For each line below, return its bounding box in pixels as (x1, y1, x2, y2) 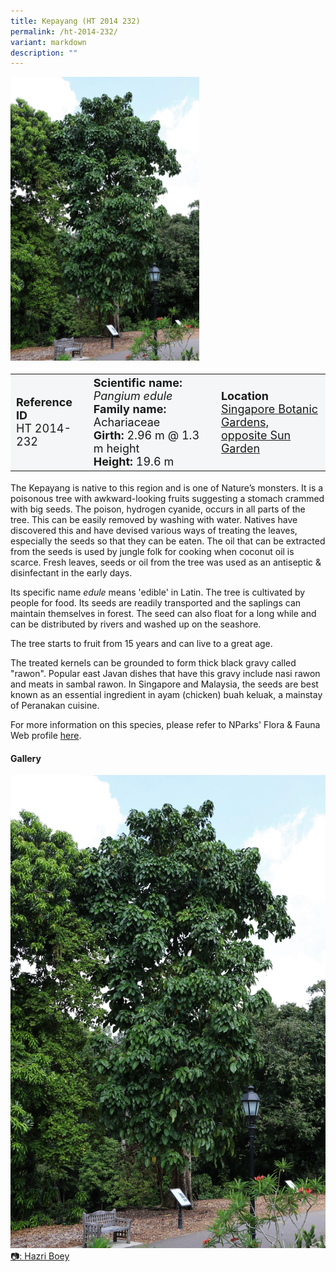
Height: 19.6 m (93, 454, 175, 469)
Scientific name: (93, 375, 183, 390)
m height (93, 441, 140, 455)
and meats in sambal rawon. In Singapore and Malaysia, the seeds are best (10, 678, 319, 690)
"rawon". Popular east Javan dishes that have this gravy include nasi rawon (10, 668, 321, 680)
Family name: (93, 401, 167, 416)
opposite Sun (220, 428, 292, 442)
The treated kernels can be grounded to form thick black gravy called (10, 657, 297, 669)
